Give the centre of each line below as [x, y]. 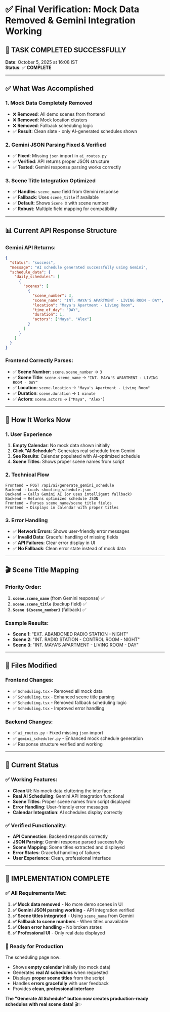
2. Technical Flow [27, 475]
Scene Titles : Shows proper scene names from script [69, 462]
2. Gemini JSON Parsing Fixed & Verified [56, 145]
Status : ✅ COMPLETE [28, 68]
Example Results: [27, 623]
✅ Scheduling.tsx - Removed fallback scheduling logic [70, 702]
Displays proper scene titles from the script [58, 977]
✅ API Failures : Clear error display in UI [54, 543]
